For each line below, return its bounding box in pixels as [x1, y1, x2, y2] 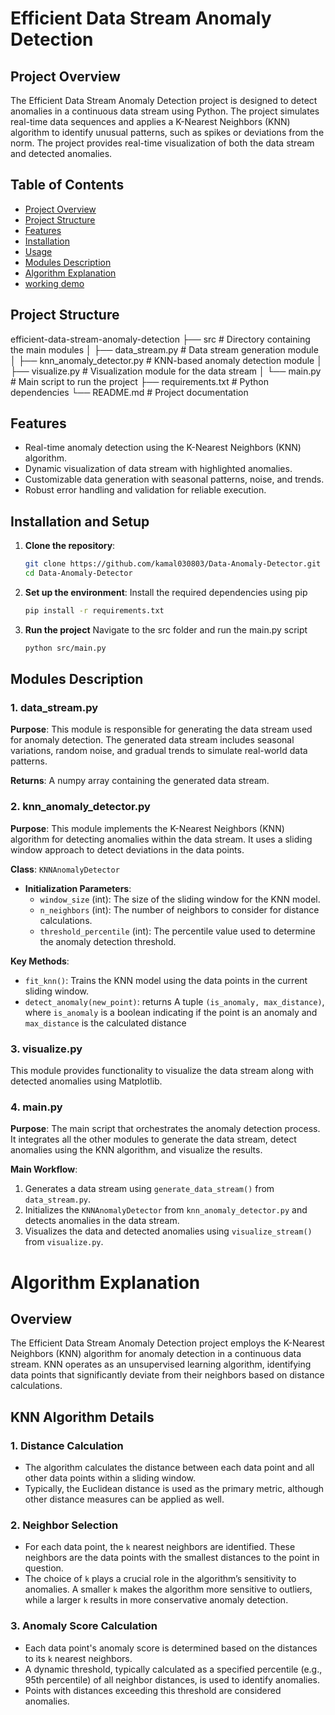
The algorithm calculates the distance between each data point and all [24, 1462, 315, 1474]
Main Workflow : [10, 1163, 78, 1176]
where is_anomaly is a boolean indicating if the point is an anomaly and [24, 1006, 318, 1018]
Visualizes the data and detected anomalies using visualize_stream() [24, 1225, 313, 1237]
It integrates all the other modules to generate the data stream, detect [10, 1133, 297, 1146]
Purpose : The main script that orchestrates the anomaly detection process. [10, 1123, 321, 1135]
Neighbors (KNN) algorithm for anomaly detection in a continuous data [10, 1348, 302, 1360]
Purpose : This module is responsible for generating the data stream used [10, 723, 313, 736]
